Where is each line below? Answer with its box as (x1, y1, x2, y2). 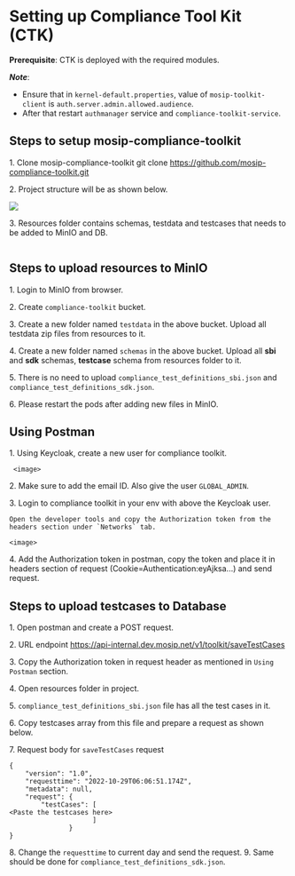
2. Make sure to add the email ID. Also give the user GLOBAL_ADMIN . (9, 481, 250, 491)
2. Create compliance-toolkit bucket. (9, 301, 146, 312)
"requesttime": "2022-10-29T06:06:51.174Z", (25, 777, 192, 786)
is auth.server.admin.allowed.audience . (48, 98, 194, 108)
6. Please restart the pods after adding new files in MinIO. (9, 398, 219, 410)
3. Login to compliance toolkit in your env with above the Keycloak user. (9, 498, 271, 508)
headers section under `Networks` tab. (9, 522, 157, 532)
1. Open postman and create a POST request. (9, 622, 175, 633)
